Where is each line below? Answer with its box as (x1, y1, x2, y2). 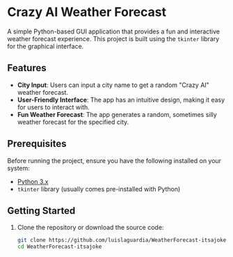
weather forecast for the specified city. (17, 118, 129, 126)
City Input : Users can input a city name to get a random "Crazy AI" (17, 81, 210, 89)
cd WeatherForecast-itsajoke (17, 243, 102, 251)
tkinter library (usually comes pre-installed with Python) (17, 185, 181, 193)
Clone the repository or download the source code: (17, 224, 164, 232)
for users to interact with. (17, 102, 90, 111)
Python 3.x (17, 177, 49, 185)
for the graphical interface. (7, 42, 84, 50)
